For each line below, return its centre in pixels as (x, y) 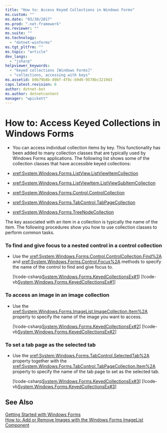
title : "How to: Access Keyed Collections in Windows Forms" (70, 10)
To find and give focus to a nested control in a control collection (84, 246)
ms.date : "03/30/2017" (29, 19)
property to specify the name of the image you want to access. (77, 317)
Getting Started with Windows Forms (43, 414)
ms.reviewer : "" (22, 29)
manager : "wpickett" (27, 98)
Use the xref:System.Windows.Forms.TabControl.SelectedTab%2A (81, 356)
